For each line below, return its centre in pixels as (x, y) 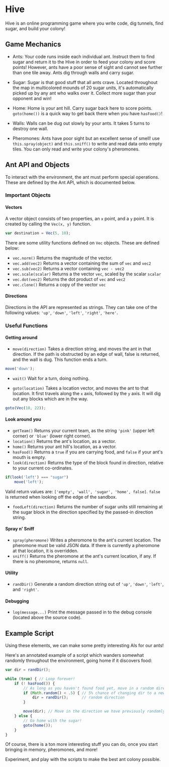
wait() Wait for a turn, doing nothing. (51, 378)
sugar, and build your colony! (35, 28)
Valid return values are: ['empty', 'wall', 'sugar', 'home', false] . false (83, 491)
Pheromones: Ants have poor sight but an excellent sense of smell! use (86, 138)
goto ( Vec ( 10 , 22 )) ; (26, 408)
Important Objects (28, 195)
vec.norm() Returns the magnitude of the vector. (62, 258)
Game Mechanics (33, 45)
